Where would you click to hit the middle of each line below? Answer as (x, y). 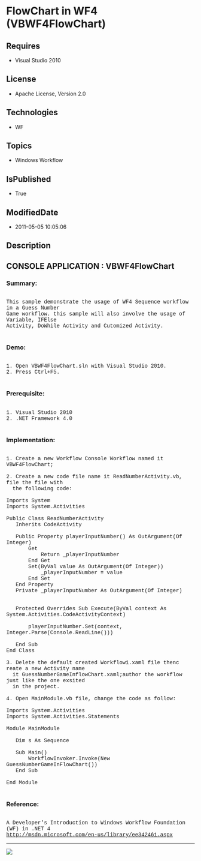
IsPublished (29, 179)
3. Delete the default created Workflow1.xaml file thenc (93, 663)
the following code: (42, 489)
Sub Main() (32, 753)
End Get (39, 561)
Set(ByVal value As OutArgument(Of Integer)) (96, 567)
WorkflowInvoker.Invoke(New (69, 759)
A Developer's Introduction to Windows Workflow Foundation (96, 823)
